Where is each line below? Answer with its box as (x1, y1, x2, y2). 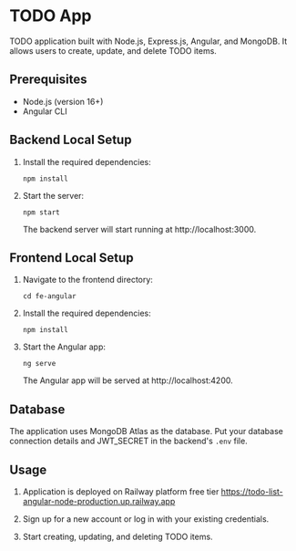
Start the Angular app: (22, 341, 107, 352)
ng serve (22, 359, 56, 369)
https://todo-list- (220, 486, 284, 497)
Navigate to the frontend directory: (22, 275, 153, 286)
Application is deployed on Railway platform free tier (22, 486, 219, 497)
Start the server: (22, 190, 85, 201)
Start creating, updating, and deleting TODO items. (22, 531, 213, 542)
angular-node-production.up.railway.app (22, 496, 176, 506)
